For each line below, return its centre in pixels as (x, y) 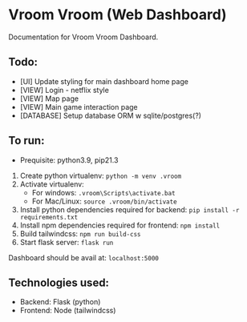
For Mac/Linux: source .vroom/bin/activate (105, 201)
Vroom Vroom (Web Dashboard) (117, 15)
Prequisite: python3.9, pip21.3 (69, 160)
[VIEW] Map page (49, 99)
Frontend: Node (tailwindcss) (68, 311)
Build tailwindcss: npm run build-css (80, 233)
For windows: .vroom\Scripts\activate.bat (103, 192)
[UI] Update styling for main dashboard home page (104, 81)
